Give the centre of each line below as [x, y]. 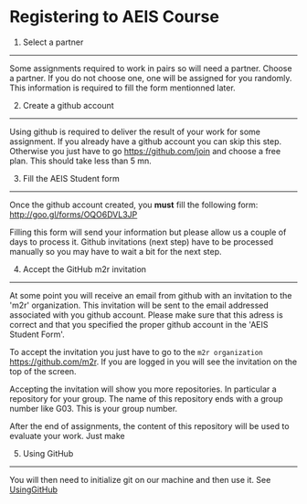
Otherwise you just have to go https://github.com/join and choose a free [145, 151]
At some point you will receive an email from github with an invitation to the [151, 295]
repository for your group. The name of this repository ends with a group [146, 398]
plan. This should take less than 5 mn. [81, 161]
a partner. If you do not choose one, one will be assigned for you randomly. [151, 78]
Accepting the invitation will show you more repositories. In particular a [143, 389]
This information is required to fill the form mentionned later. [122, 88]
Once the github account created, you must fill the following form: [134, 205]
